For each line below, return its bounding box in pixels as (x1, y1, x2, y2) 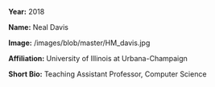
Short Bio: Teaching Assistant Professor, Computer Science (8, 69, 207, 79)
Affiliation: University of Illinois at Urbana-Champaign (8, 54, 188, 63)
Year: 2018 (8, 7, 45, 16)
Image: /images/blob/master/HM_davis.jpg (8, 38, 151, 48)
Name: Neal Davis (8, 23, 68, 31)
